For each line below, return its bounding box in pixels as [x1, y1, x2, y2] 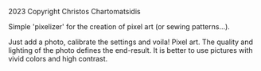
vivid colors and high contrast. [8, 54, 108, 63]
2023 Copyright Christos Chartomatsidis [8, 7, 141, 16]
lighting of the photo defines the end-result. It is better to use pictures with [8, 46, 253, 54]
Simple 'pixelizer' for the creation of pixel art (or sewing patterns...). [8, 22, 231, 31]
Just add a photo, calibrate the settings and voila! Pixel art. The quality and [8, 37, 253, 47]
